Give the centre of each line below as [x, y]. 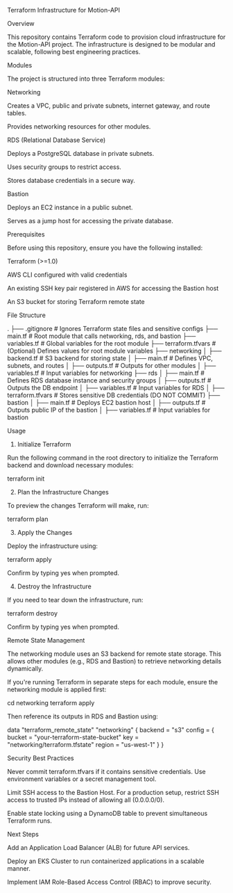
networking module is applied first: [57, 689]
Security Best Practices [41, 758]
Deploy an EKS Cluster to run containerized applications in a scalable [106, 861]
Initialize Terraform [44, 444]
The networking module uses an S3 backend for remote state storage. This [114, 654]
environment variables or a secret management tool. [82, 779]
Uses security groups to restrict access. [64, 167]
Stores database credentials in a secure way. [71, 180]
